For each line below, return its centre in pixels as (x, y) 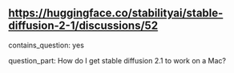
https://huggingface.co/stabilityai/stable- (116, 13)
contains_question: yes (46, 45)
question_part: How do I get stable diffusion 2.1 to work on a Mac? (117, 60)
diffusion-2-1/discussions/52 (83, 26)
